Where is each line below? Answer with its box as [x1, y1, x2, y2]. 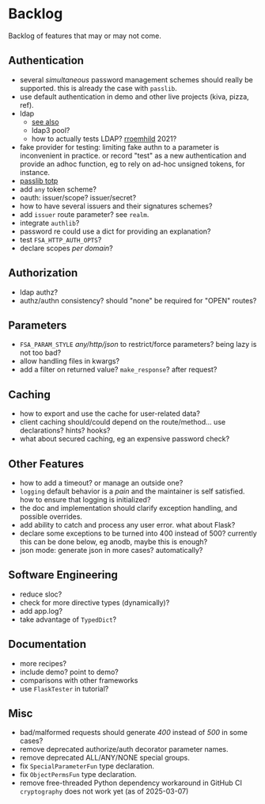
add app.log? [19, 606, 63, 615]
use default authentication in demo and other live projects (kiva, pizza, [19, 92, 249, 101]
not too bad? [19, 348, 62, 357]
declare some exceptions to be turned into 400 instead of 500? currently [19, 528, 257, 538]
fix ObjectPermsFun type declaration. [19, 770, 137, 779]
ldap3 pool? [31, 125, 70, 135]
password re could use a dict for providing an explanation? [19, 227, 211, 236]
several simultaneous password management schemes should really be [19, 74, 253, 84]
